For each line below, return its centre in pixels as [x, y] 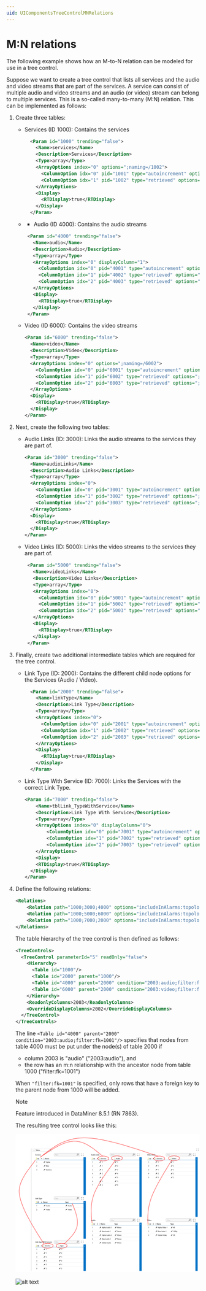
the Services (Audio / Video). [61, 680]
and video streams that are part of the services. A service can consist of [97, 86]
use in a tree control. [32, 67]
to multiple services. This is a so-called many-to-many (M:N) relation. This [100, 99]
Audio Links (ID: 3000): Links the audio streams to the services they [110, 439]
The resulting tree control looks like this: [66, 1125]
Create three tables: [40, 117]
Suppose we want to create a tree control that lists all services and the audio [103, 79]
